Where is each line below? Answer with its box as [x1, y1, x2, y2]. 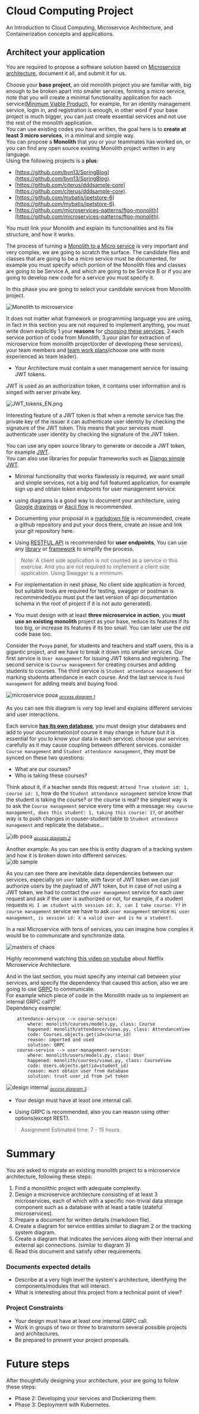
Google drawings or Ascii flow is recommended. [14, 503, 132, 510]
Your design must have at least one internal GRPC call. [14, 1317, 149, 1324]
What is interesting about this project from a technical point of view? [14, 1289, 182, 1296]
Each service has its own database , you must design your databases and [6, 722, 187, 729]
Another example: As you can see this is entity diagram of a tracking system [6, 845, 192, 853]
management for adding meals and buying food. [6, 680, 119, 687]
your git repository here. [14, 527, 74, 534]
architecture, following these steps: [6, 1173, 93, 1180]
